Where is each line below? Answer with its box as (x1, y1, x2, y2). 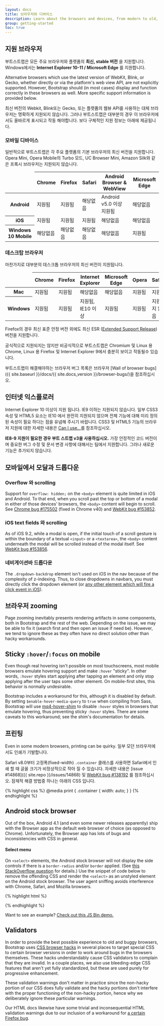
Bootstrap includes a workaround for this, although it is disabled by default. (5, 693, 156, 699)
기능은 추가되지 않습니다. (5, 448, 52, 453)
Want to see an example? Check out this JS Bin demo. (5, 912, 114, 918)
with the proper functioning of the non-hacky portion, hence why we (5, 990, 143, 996)
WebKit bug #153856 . (5, 546, 49, 552)
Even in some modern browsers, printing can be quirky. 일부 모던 (5, 743, 135, 749)
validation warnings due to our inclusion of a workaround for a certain (5, 1010, 145, 1016)
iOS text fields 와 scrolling (5, 519, 67, 526)
